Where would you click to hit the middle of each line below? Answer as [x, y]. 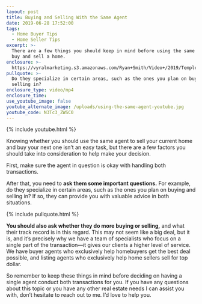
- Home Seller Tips [36, 40]
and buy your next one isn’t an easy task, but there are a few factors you [96, 147]
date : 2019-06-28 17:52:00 [40, 23]
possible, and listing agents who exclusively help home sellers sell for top [97, 258]
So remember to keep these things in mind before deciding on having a [94, 276]
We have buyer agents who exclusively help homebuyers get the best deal [98, 251]
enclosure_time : [26, 96]
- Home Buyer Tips [35, 34]
